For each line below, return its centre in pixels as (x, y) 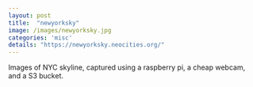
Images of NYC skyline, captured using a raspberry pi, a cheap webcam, (127, 67)
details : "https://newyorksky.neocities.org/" (86, 45)
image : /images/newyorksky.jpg (60, 30)
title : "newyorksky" (44, 23)
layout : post (30, 15)
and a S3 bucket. (36, 76)
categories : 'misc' (40, 38)
